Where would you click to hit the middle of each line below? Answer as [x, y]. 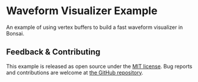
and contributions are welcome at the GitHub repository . [75, 73]
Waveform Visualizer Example [82, 11]
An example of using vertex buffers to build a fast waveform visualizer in [95, 27]
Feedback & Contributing [53, 52]
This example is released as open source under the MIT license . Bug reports [99, 66]
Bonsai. [15, 33]
